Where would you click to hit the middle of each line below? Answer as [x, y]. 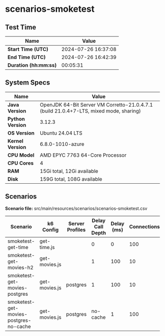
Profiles [76, 229]
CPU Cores [21, 163]
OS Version [21, 133]
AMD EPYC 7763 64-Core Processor [83, 155]
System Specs [27, 83]
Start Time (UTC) [28, 49]
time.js [47, 247]
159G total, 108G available [71, 179]
